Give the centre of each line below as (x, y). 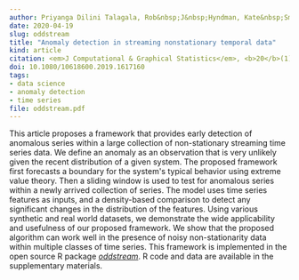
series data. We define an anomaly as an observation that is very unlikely (143, 153)
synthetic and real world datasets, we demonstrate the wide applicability (142, 219)
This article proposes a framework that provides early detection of (131, 133)
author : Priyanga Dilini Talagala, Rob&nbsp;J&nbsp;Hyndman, (125, 17)
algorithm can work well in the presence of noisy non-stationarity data (138, 237)
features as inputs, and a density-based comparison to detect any (130, 200)
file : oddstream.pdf (48, 108)
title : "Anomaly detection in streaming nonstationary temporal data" (143, 42)
